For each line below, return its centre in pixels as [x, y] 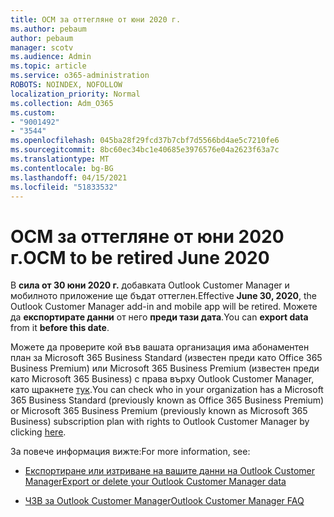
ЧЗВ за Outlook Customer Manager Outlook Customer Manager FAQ [164, 501]
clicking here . [38, 432]
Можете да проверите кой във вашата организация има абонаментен [160, 347]
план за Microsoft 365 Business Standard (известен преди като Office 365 [166, 358]
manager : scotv [42, 47]
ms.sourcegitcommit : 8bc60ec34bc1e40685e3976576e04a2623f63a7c [145, 150]
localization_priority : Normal [75, 94]
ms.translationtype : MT [60, 159]
